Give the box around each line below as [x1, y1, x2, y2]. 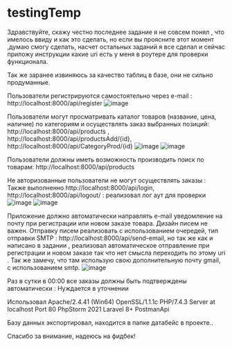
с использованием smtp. [7, 263, 81, 271]
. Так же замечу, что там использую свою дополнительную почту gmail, [7, 255, 221, 264]
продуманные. [7, 78, 51, 86]
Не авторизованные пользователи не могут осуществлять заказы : [7, 176, 206, 185]
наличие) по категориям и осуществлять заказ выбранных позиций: [7, 119, 210, 128]
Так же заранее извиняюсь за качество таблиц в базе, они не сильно [7, 71, 213, 79]
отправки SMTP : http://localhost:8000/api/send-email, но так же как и [7, 234, 213, 242]
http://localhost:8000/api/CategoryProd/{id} [7, 142, 134, 150]
